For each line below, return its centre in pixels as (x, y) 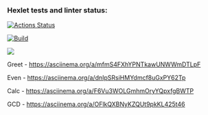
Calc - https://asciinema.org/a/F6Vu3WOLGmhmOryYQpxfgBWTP (101, 91)
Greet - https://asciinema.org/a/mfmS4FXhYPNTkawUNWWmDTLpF (104, 64)
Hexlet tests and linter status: (57, 10)
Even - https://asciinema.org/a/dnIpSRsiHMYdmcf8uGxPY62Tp (96, 78)
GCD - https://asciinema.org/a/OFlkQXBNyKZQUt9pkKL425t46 (96, 104)
